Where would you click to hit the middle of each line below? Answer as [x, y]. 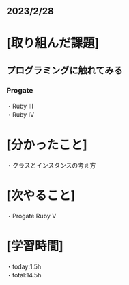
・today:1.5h [24, 266]
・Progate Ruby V [31, 216]
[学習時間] [35, 246]
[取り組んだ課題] [53, 43]
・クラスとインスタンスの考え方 [51, 166]
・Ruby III [20, 106]
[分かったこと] [47, 145]
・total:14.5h [24, 275]
